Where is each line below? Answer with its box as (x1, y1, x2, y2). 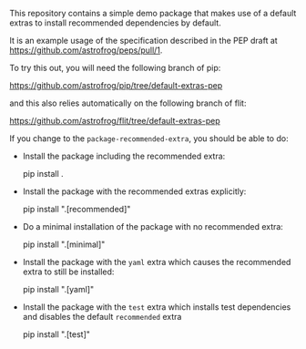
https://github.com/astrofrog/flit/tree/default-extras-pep (9, 116, 220, 126)
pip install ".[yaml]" (22, 284, 95, 294)
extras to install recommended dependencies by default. (9, 17, 221, 28)
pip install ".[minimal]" (22, 239, 106, 250)
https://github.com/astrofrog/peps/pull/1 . (9, 45, 163, 56)
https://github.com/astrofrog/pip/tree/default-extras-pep (9, 80, 223, 90)
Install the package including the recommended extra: (22, 150, 226, 161)
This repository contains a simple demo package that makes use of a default (9, 8, 297, 18)
